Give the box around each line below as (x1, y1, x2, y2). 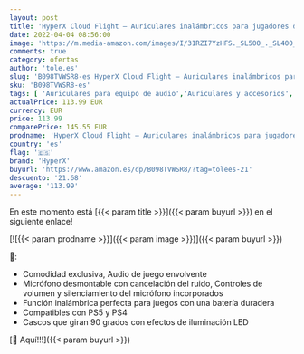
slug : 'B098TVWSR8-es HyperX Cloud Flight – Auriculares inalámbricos (9, 72, 281, 81)
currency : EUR (9, 106, 63, 115)
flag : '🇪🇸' (9, 148, 54, 157)
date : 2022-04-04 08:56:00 (9, 30, 111, 39)
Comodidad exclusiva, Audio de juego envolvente (22, 269, 208, 280)
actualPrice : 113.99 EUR (9, 97, 103, 107)
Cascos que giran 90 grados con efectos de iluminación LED (22, 317, 249, 328)
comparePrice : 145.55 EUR (9, 123, 107, 132)
